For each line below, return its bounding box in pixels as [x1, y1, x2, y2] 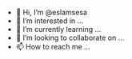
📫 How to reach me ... [15, 42, 90, 51]
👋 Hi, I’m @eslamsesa [15, 8, 88, 17]
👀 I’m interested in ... [15, 16, 84, 26]
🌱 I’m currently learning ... [15, 25, 102, 33]
